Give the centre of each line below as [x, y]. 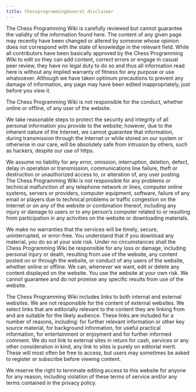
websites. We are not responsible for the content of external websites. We [95, 303]
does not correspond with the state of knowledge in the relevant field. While [97, 47]
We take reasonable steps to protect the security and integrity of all [87, 119]
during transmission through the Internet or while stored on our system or [94, 138]
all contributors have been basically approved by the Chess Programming [94, 53]
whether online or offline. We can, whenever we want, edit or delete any [93, 267]
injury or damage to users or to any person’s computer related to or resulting [98, 212]
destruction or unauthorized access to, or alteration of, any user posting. [94, 174]
